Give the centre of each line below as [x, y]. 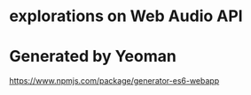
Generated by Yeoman [93, 57]
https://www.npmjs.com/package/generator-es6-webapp [114, 81]
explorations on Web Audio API [126, 16]
